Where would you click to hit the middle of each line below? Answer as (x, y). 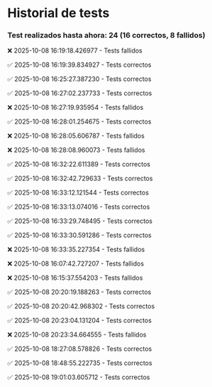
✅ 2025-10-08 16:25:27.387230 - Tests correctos (79, 79)
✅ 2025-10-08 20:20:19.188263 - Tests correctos (79, 292)
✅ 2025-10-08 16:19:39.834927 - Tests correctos (79, 65)
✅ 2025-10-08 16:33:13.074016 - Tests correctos (79, 207)
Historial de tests (58, 13)
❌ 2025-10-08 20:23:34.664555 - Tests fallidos (77, 334)
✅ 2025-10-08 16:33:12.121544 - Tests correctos (78, 192)
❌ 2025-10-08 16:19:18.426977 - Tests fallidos (75, 50)
